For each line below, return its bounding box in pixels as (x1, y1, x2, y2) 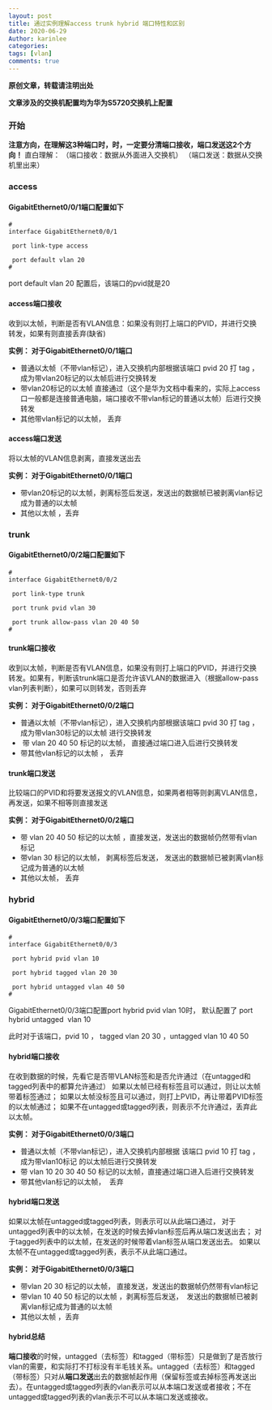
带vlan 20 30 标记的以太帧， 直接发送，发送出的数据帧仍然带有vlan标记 (19, 1281, 259, 1291)
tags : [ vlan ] (8, 50, 53, 58)
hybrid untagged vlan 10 (8, 1015, 91, 1024)
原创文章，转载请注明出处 (8, 80, 94, 90)
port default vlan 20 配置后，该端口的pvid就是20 (8, 278, 171, 288)
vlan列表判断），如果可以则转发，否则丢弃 (8, 683, 147, 693)
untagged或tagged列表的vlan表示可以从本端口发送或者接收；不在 (32, 1382, 252, 1391)
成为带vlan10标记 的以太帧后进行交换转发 (19, 1156, 158, 1166)
